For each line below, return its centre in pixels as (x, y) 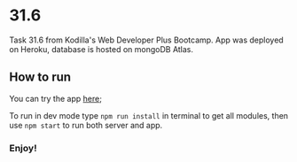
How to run (40, 77)
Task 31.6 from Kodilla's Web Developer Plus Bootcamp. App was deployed (146, 40)
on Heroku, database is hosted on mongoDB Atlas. (101, 49)
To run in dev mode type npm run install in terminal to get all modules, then (149, 115)
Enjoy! (23, 148)
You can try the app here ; (55, 98)
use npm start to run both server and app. (86, 125)
